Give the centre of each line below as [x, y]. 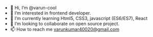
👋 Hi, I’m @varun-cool [33, 8]
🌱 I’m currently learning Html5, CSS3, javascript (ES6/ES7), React [79, 18]
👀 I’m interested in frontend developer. [50, 13]
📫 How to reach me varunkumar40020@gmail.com [64, 29]
